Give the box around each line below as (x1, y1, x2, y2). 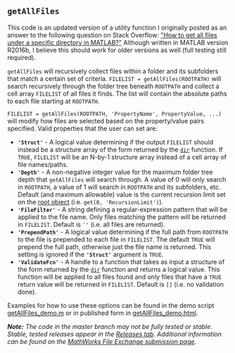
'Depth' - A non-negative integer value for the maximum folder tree (17, 168, 213, 176)
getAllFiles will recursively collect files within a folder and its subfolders (7, 67, 219, 75)
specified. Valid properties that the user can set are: (7, 124, 158, 132)
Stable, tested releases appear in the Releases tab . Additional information (7, 330, 222, 338)
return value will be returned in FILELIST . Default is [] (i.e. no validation (17, 280, 224, 288)
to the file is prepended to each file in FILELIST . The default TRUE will (17, 235, 215, 243)
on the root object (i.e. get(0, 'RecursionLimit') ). (17, 197, 164, 206)
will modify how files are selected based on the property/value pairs (7, 116, 205, 125)
